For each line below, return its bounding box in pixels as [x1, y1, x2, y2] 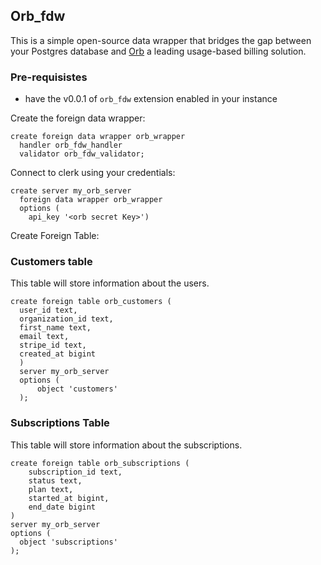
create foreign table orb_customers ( [10, 297, 172, 307]
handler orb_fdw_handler [19, 140, 123, 151]
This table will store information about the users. [10, 277, 210, 289]
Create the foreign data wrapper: [10, 112, 146, 124]
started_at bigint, [28, 493, 110, 503]
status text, [28, 475, 83, 486]
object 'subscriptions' [19, 537, 118, 547]
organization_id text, [19, 314, 114, 324]
